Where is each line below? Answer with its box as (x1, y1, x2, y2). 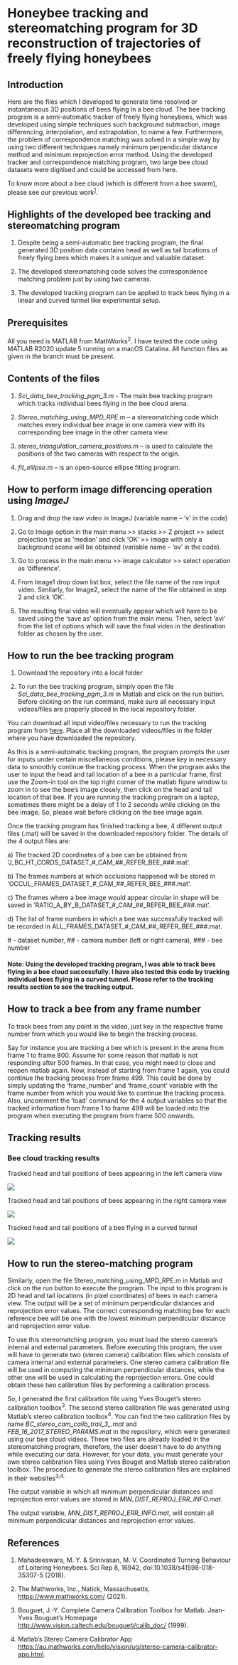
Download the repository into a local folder (17, 668, 144, 677)
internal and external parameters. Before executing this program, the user (7, 1343, 223, 1351)
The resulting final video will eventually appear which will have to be (17, 606, 218, 615)
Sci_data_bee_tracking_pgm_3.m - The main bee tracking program (17, 391, 213, 400)
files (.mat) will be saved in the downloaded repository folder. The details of (7, 830, 229, 838)
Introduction (7, 78, 64, 90)
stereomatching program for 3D (7, 20, 198, 36)
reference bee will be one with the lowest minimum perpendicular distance (7, 1314, 226, 1323)
